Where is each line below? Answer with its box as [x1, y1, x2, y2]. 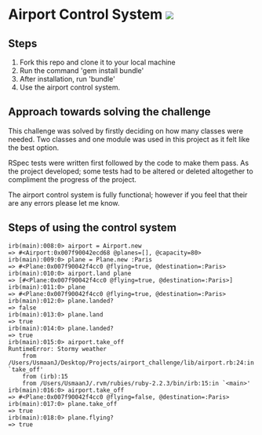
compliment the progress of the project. [8, 174, 137, 184]
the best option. [8, 143, 60, 152]
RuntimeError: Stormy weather [8, 345, 107, 353]
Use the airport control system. [19, 82, 120, 92]
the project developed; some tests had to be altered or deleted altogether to [8, 166, 253, 176]
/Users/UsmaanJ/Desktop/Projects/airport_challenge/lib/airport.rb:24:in [8, 359, 255, 367]
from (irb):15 [22, 372, 68, 380]
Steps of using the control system [8, 221, 176, 235]
